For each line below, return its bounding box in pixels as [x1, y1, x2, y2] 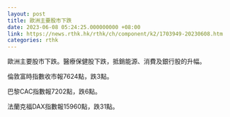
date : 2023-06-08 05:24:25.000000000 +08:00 [7, 23, 141, 30]
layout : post [7, 10, 46, 18]
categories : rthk [7, 37, 59, 44]
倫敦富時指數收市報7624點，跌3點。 [7, 72, 113, 81]
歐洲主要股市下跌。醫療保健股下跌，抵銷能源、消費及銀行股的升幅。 [7, 57, 206, 66]
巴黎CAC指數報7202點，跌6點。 [7, 87, 101, 96]
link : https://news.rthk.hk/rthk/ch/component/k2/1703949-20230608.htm [7, 30, 223, 38]
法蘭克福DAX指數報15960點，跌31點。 [7, 102, 119, 111]
